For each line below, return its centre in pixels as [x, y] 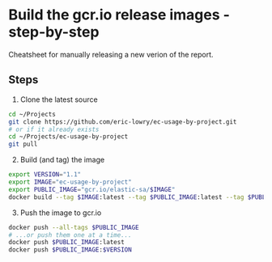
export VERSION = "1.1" [45, 175]
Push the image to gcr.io [61, 213]
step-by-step [54, 32]
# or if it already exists [54, 129]
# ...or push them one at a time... [70, 235]
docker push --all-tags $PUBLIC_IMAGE [74, 227]
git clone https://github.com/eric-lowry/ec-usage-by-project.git [123, 122]
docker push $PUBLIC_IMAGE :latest [67, 243]
